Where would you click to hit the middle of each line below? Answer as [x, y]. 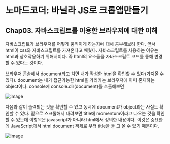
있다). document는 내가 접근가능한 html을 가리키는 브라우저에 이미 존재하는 [80, 80]
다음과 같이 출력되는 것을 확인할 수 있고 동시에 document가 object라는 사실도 [82, 107]
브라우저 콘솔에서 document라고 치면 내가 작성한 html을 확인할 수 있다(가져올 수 [85, 74]
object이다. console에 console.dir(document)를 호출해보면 [65, 86]
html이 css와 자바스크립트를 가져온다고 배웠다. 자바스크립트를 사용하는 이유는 [82, 50]
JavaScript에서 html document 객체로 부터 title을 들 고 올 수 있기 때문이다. [85, 126]
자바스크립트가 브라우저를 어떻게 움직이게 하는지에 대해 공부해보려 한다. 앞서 [80, 44]
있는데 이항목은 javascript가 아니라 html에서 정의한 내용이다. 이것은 [83, 119]
